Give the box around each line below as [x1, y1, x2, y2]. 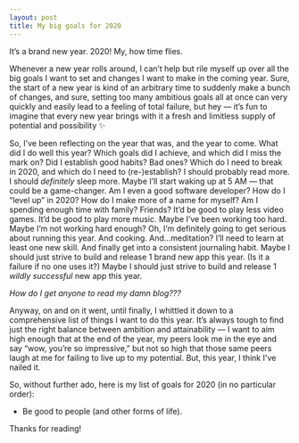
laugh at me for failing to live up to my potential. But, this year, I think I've [9, 352, 277, 363]
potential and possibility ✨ [9, 119, 105, 130]
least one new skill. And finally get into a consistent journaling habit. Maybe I [9, 242, 291, 252]
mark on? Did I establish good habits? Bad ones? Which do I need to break [9, 157, 283, 168]
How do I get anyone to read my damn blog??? [9, 287, 181, 299]
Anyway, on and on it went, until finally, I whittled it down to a [9, 305, 234, 316]
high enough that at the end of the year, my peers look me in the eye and [9, 333, 277, 344]
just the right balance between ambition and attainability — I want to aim [9, 324, 275, 334]
